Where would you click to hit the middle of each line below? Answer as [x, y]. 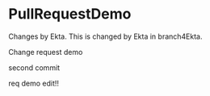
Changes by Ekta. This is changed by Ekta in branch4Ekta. [106, 36]
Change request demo [46, 52]
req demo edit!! [34, 83]
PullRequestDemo [70, 14]
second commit [34, 67]
